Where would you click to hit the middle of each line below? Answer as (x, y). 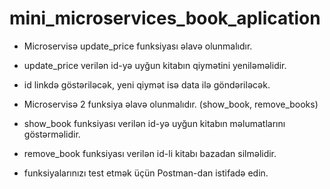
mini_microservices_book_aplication (165, 18)
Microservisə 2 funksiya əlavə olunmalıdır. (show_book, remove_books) (171, 104)
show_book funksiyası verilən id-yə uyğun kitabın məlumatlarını (154, 123)
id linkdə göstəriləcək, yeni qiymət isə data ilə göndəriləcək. (147, 84)
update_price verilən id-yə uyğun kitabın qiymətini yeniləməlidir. (155, 65)
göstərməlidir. (52, 134)
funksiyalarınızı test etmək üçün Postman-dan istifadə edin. (146, 173)
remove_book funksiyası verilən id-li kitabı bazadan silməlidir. (150, 153)
